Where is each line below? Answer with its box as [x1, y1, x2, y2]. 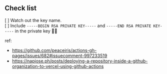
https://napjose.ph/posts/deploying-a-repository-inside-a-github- [11, 57, 148, 64]
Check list [4, 4, 37, 12]
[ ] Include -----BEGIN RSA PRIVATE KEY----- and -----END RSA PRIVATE [4, 22, 151, 28]
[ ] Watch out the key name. [4, 17, 62, 23]
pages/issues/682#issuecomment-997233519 [11, 52, 107, 58]
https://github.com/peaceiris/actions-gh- [11, 47, 97, 53]
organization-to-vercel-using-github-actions [11, 63, 104, 69]
